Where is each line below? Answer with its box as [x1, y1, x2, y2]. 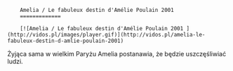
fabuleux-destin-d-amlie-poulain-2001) [7, 37, 124, 44]
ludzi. [7, 57, 23, 65]
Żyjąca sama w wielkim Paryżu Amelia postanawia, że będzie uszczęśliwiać [7, 50, 227, 58]
